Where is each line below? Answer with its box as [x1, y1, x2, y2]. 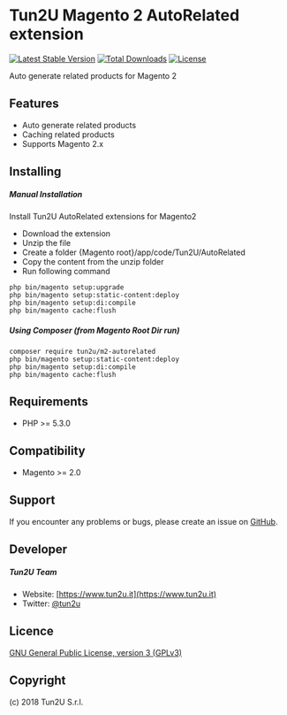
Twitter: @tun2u [21, 598, 81, 609]
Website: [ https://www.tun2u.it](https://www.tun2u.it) [21, 588, 217, 599]
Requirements [9, 395, 88, 410]
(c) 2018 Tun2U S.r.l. [9, 696, 84, 707]
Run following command [21, 266, 110, 277]
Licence [9, 624, 55, 639]
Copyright [9, 673, 66, 688]
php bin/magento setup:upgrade [9, 283, 125, 292]
